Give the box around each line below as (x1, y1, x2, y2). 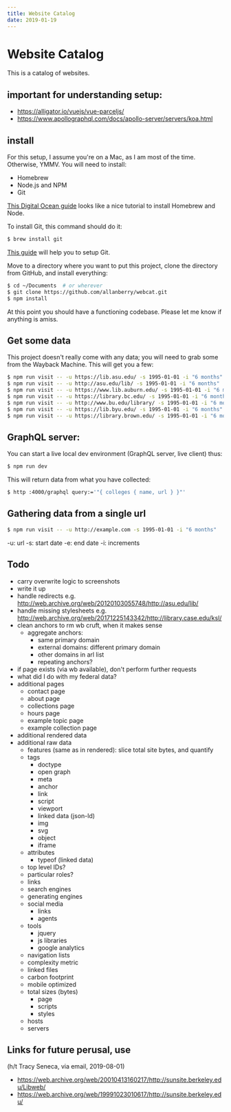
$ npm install (7, 295, 48, 302)
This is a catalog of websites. (7, 69, 90, 77)
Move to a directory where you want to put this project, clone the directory (7, 261, 218, 270)
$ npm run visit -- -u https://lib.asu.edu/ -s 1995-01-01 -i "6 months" (7, 374, 223, 381)
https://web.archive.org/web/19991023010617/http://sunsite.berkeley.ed (16, 1091, 222, 1099)
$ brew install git (7, 236, 63, 243)
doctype (37, 760, 62, 768)
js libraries (37, 936, 67, 944)
